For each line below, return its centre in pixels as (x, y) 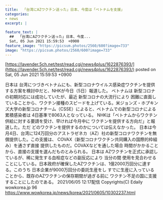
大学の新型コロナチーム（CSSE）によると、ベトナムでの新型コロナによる (83, 109)
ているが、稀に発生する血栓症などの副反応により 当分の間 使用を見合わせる (81, 157)
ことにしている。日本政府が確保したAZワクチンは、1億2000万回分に (74, 164)
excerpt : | (16, 23)
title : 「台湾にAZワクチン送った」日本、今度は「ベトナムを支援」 (65, 9)
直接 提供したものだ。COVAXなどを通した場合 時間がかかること (94, 145)
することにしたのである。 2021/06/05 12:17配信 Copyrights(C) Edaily (74, 182)
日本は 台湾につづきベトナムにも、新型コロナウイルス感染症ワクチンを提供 (80, 84)
